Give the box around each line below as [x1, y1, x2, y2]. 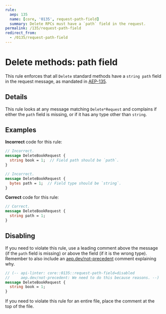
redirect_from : [5, 30, 37, 35]
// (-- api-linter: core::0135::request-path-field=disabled [5, 270, 135, 276]
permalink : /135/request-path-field [5, 26, 81, 31]
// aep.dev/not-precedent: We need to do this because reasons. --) [5, 275, 160, 280]
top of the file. [5, 304, 34, 310]
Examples [5, 126, 36, 135]
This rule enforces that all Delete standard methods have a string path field [5, 73, 162, 79]
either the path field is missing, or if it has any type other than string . [5, 111, 147, 117]
